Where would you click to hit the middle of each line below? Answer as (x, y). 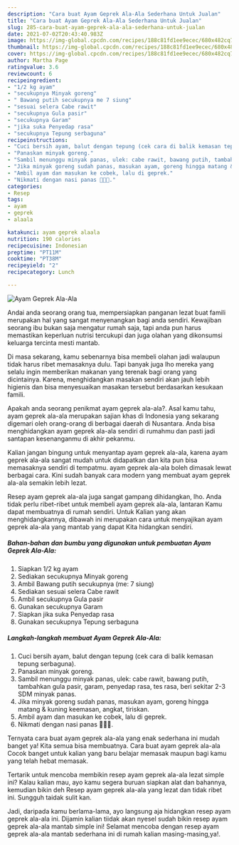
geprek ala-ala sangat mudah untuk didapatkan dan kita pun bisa (102, 460)
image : (17, 41)
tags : (15, 200)
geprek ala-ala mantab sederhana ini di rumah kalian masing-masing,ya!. (114, 834)
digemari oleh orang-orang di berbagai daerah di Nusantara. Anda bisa (111, 423)
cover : (17, 54)
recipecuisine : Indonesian (47, 246)
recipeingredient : (34, 80)
